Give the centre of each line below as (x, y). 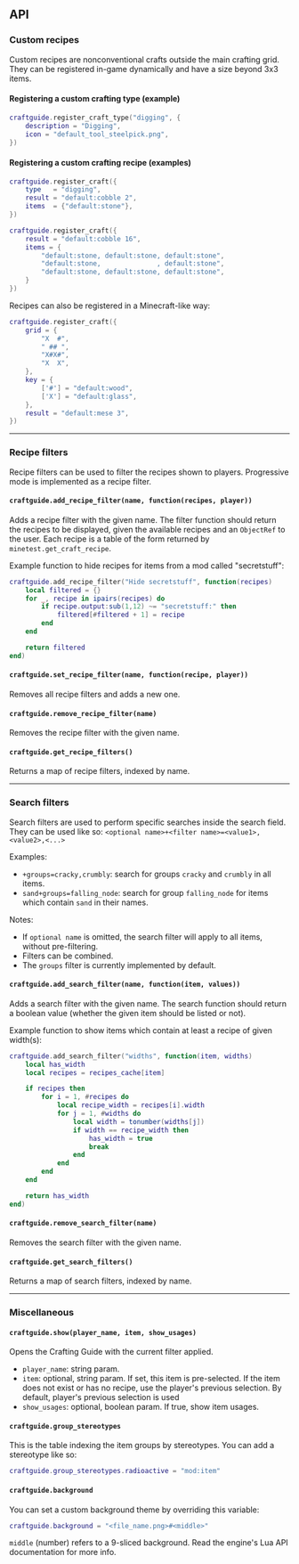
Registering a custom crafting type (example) (95, 99)
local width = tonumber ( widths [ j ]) (138, 1121)
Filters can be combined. (68, 956)
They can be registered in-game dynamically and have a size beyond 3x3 (144, 69)
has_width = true (121, 1138)
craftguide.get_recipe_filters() (71, 752)
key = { (39, 380)
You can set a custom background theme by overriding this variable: (134, 1510)
